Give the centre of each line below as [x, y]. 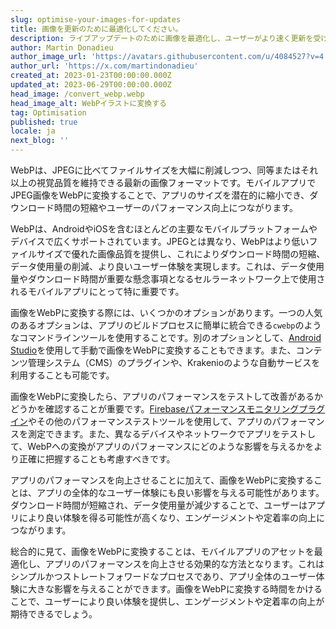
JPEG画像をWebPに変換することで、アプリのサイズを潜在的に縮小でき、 [160, 195]
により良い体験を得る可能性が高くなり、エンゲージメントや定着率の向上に [171, 517]
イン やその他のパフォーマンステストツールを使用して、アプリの [141, 421]
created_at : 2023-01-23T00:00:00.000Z [91, 76]
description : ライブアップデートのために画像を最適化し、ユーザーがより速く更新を [162, 38]
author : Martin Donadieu [62, 47]
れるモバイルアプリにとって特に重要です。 [97, 291]
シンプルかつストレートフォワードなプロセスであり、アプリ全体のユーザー [163, 576]
